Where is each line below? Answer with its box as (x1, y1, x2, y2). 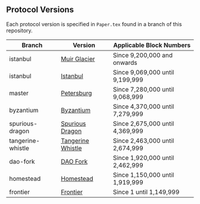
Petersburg (60, 89, 92, 97)
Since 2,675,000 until (112, 119, 174, 127)
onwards (112, 58, 138, 67)
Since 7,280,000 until (112, 85, 174, 93)
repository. (6, 27, 33, 34)
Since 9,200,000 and (112, 51, 173, 59)
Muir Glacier (60, 55, 95, 63)
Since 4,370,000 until (112, 102, 174, 111)
